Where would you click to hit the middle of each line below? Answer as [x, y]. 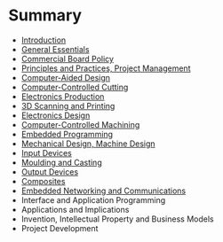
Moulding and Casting [62, 162]
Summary [45, 16]
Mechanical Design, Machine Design [88, 144]
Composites [43, 181]
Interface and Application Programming [93, 199]
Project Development [60, 228]
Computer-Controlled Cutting [75, 87]
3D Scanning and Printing [68, 105]
